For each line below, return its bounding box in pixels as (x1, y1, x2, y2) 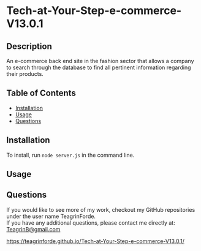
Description (6, 41, 52, 51)
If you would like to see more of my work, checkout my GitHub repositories (6, 206, 195, 213)
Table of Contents (6, 88, 77, 99)
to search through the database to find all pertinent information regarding (6, 64, 191, 71)
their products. (6, 70, 44, 77)
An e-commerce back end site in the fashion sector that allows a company (6, 58, 194, 64)
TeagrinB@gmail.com (6, 225, 61, 233)
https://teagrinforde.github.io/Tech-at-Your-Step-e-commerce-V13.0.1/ (6, 237, 185, 245)
